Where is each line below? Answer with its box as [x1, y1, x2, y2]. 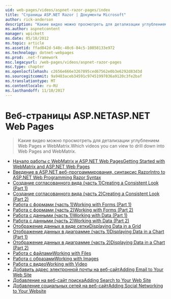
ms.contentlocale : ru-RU [5, 83, 58, 88]
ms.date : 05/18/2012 [5, 36, 49, 41]
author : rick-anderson [5, 17, 53, 22]
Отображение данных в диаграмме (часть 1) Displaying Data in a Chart [12, 229, 164, 235]
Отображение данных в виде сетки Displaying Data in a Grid [12, 223, 141, 229]
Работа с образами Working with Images [12, 256, 99, 262]
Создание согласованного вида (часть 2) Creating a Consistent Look [12, 191, 160, 197]
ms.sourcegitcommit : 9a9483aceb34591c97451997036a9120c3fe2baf [5, 74, 142, 79]
